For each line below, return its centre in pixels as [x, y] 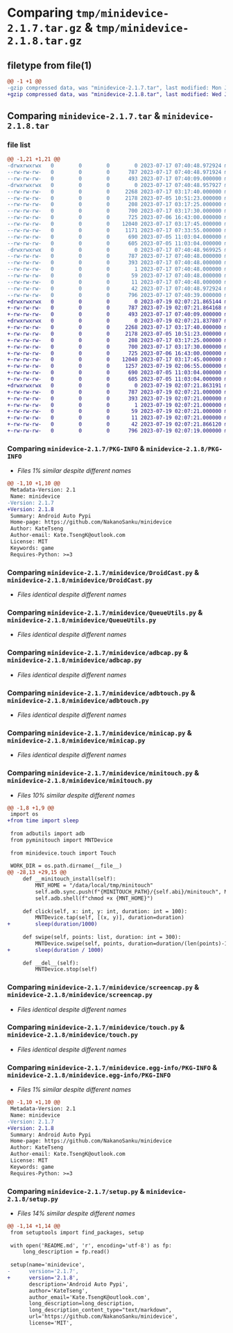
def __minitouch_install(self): [69, 879]
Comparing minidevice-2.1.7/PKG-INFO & [76, 449]
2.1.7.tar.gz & [50, 27]
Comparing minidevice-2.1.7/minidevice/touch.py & [96, 1027]
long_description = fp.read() [66, 1252]
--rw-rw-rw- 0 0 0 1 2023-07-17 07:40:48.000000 [114, 269]
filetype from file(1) [50, 65]
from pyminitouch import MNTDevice [61, 840]
